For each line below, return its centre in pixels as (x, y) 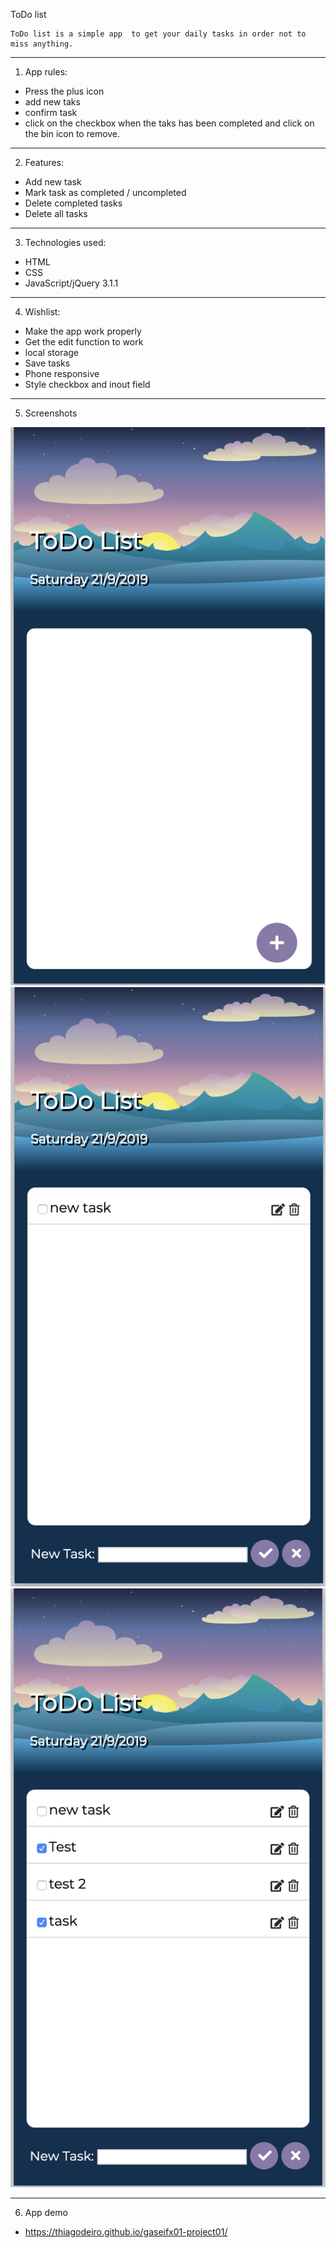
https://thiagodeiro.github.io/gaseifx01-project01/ (126, 2231)
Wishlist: (42, 312)
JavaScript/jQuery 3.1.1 (71, 283)
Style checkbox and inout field (87, 384)
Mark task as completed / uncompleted (105, 192)
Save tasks (47, 363)
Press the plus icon (64, 91)
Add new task (53, 182)
